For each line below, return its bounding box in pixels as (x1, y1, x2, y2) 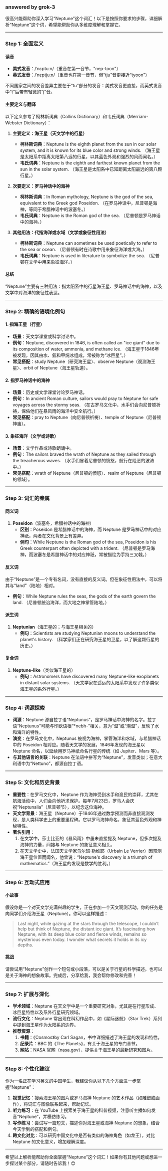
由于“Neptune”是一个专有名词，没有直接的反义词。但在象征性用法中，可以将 (5, 576, 162, 582)
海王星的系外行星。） (19, 686, 62, 692)
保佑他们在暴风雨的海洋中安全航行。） (21, 408, 98, 414)
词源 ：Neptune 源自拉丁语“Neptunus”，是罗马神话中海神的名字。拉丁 (12, 717, 156, 723)
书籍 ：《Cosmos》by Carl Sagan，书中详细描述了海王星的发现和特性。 (19, 1034, 162, 1041)
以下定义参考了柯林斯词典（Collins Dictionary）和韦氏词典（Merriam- (5, 113, 148, 119)
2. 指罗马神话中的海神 (5, 377, 50, 383)
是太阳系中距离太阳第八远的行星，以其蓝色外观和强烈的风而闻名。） (19, 153, 158, 159)
